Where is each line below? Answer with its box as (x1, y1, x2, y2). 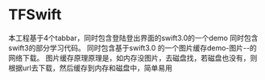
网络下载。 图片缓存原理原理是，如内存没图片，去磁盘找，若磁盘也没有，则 (8, 53, 258, 62)
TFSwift (8, 6, 62, 24)
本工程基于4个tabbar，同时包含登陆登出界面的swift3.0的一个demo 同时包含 (8, 33, 259, 42)
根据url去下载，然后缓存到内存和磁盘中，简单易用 (8, 62, 173, 73)
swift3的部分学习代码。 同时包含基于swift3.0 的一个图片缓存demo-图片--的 (8, 42, 258, 53)
